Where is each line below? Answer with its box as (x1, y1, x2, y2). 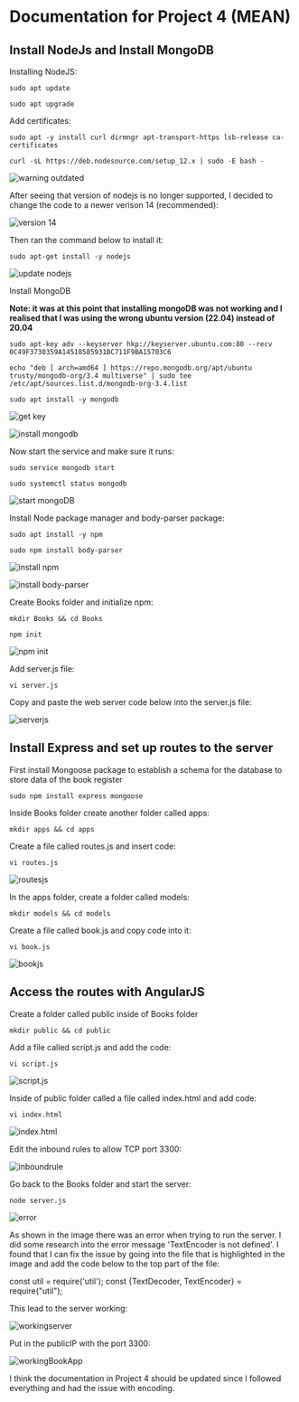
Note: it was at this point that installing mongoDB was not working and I (9, 303, 283, 314)
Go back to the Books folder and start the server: (9, 1178, 192, 1190)
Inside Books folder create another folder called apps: (9, 807, 210, 818)
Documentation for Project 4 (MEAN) (9, 6, 292, 27)
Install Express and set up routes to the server (9, 740, 274, 756)
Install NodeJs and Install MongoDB (9, 42, 214, 58)
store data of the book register (9, 774, 124, 785)
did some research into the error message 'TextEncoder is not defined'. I (9, 1238, 279, 1249)
